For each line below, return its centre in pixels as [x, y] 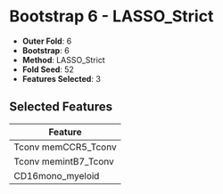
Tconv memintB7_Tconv [64, 161]
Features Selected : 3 [61, 78]
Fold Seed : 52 [48, 69]
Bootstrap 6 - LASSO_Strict [111, 16]
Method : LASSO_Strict [63, 60]
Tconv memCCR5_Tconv [66, 147]
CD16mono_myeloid [57, 175]
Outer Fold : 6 [47, 41]
